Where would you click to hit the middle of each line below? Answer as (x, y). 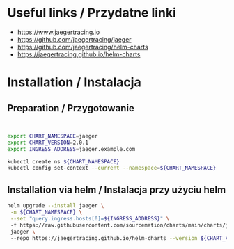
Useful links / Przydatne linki (92, 13)
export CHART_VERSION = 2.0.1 (48, 143)
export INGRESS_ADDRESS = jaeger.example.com (71, 149)
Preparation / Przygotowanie (71, 108)
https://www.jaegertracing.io (58, 32)
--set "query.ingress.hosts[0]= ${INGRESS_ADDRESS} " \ (90, 218)
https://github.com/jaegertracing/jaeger (74, 39)
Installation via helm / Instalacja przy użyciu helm (117, 190)
